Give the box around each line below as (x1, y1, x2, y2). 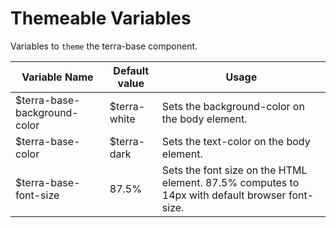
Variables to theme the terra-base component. (10, 40, 198, 52)
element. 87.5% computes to (161, 175, 300, 189)
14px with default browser (161, 188, 287, 202)
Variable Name (21, 70, 94, 84)
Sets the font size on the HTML (161, 163, 308, 177)
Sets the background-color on (161, 99, 305, 113)
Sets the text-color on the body (161, 134, 311, 148)
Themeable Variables (10, 7, 192, 30)
